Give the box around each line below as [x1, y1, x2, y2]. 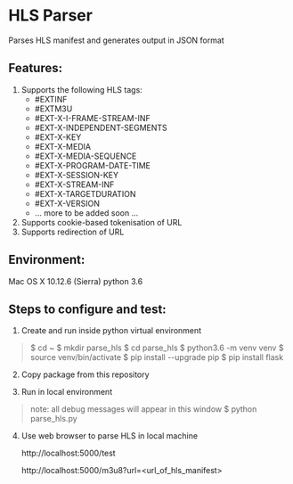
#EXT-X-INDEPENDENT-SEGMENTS [34, 122, 168, 133]
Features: [8, 61, 63, 76]
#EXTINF [34, 94, 68, 104]
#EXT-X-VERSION [34, 198, 100, 209]
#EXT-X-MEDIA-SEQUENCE [34, 151, 137, 161]
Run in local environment [20, 387, 113, 398]
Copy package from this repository [20, 369, 150, 380]
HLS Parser [8, 5, 93, 26]
